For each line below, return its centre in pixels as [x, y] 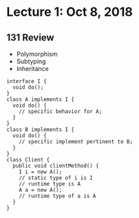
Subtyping [31, 61]
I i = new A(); [41, 172]
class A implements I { [41, 99]
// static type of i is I [56, 178]
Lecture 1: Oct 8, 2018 [70, 12]
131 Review [30, 38]
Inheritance [33, 69]
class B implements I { [41, 130]
